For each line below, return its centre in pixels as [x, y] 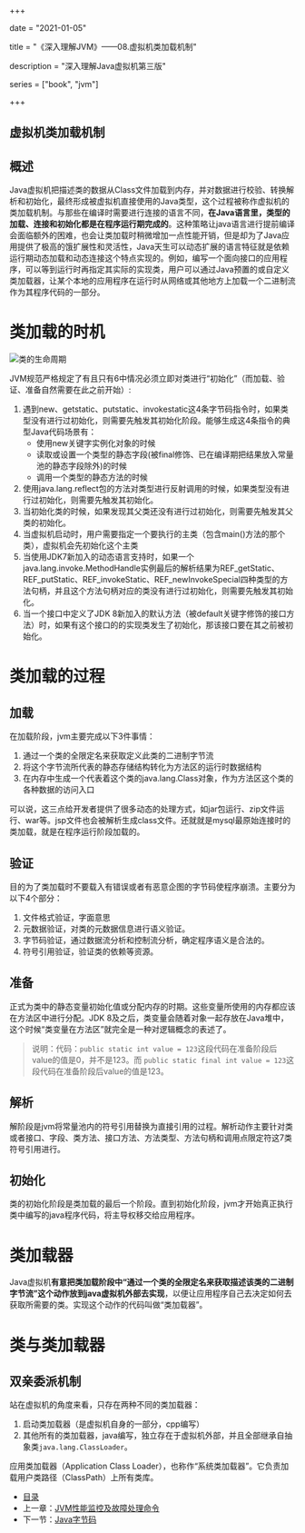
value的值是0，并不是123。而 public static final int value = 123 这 [163, 1060]
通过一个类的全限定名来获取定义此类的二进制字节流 [118, 756]
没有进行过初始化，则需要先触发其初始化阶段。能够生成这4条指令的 [157, 421]
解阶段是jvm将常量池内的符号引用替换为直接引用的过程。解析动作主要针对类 [151, 1126]
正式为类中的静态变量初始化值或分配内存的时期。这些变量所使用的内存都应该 [152, 1006]
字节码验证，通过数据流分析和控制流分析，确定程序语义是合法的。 [146, 940]
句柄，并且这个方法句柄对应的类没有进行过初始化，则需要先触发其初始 [162, 591]
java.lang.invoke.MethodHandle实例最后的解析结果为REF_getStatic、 [151, 568]
